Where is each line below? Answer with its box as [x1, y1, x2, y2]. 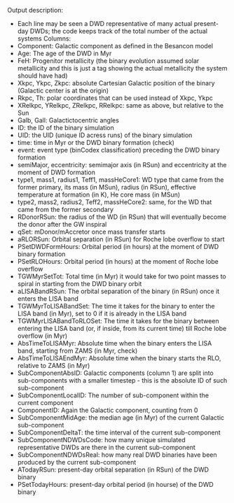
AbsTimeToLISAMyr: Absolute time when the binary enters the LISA [17, 339, 212, 347]
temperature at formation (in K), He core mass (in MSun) [17, 190, 181, 199]
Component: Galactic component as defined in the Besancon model [17, 42, 214, 50]
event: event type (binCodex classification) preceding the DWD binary [17, 146, 220, 154]
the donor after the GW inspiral [17, 220, 107, 228]
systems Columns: [17, 34, 71, 43]
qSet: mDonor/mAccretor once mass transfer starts [17, 227, 166, 236]
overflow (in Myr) [17, 332, 68, 340]
